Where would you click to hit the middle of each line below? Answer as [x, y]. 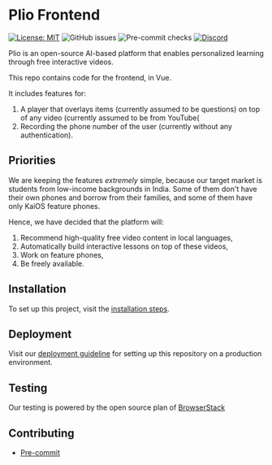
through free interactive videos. [61, 62]
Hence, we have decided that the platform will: [86, 222]
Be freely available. [52, 263]
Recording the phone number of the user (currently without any [126, 126]
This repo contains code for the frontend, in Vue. [90, 77]
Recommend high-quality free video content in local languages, [126, 237]
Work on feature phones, [62, 254]
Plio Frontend [54, 15]
